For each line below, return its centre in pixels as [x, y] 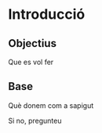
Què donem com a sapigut [51, 105]
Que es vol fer [31, 62]
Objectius [33, 43]
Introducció [47, 14]
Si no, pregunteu [35, 120]
